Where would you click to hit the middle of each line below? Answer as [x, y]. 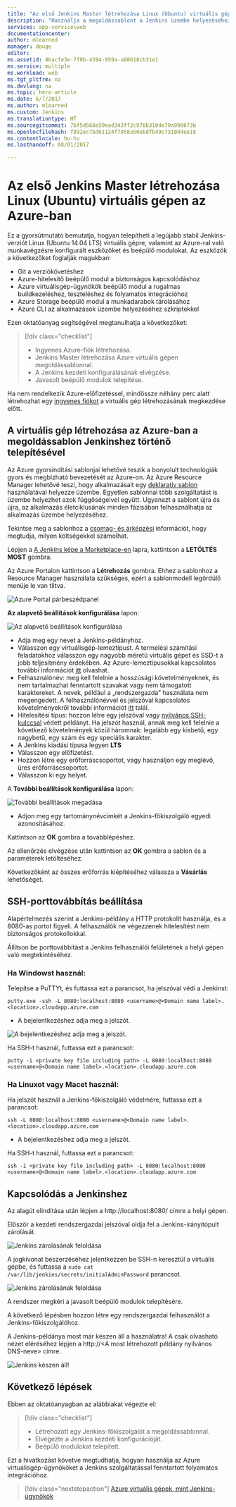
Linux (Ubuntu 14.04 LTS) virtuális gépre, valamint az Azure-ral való [127, 243]
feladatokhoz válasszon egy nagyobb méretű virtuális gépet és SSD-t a [120, 655]
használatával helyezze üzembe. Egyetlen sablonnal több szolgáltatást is [112, 492]
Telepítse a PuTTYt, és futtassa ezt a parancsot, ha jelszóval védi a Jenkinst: [118, 988]
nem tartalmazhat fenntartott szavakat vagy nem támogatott [104, 685]
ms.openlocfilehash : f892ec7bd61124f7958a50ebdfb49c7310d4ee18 [102, 132]
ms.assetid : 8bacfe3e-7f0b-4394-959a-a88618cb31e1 [83, 60]
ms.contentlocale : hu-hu [44, 138]
